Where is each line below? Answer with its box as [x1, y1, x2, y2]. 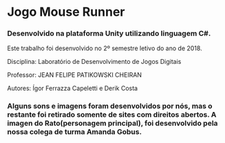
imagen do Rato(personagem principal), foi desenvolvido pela [7, 118, 218, 128]
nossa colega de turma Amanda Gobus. [7, 127, 142, 137]
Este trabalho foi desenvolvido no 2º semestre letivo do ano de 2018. [7, 44, 202, 52]
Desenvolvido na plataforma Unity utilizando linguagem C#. [7, 29, 211, 38]
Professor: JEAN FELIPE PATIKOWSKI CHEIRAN [7, 71, 142, 79]
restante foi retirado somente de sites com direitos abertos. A [7, 110, 217, 120]
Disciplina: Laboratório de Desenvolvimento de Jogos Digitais [7, 58, 182, 66]
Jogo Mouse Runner [7, 4, 125, 20]
